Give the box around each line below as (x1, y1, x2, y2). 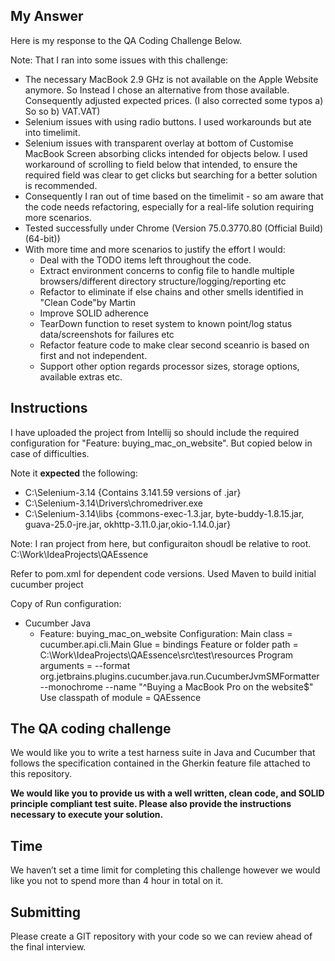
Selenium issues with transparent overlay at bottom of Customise (24, 137, 294, 149)
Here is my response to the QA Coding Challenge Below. (10, 34, 243, 46)
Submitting (10, 904, 82, 921)
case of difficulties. (10, 447, 90, 459)
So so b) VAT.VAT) (24, 105, 101, 117)
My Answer (10, 8, 84, 25)
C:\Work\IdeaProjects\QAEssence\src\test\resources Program (39, 649, 294, 661)
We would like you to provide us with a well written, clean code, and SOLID (10, 787, 325, 799)
